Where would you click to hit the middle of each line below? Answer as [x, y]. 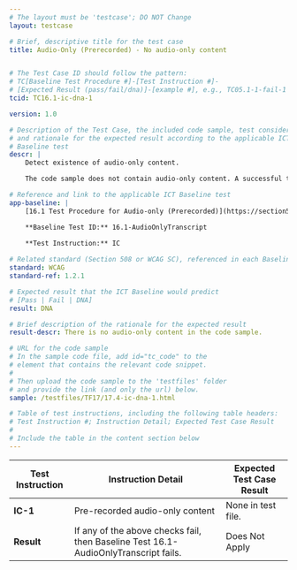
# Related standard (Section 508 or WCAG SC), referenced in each [134, 260]
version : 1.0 [33, 114]
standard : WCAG [37, 268]
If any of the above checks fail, [137, 530]
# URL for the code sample [59, 349]
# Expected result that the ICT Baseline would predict [114, 292]
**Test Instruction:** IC [73, 244]
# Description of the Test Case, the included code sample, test [132, 130]
